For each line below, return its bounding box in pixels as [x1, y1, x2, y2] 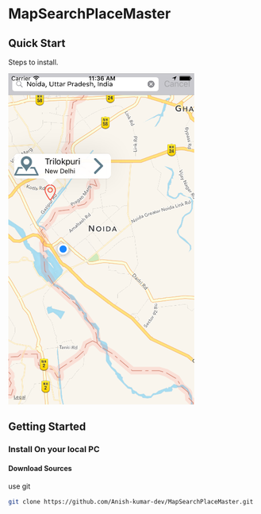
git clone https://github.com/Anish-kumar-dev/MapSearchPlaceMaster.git [8, 497, 254, 505]
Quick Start [8, 37, 66, 50]
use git [8, 481, 31, 491]
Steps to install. [8, 57, 59, 67]
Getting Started [8, 420, 86, 434]
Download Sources [8, 463, 73, 473]
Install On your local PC [8, 444, 100, 455]
